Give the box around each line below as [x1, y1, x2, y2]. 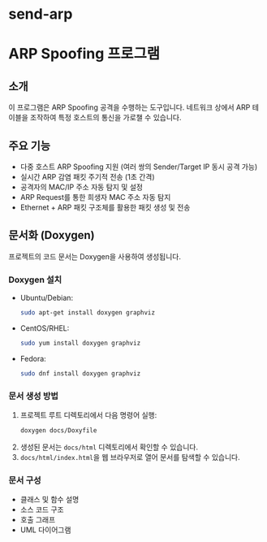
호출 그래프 [19, 515, 56, 525]
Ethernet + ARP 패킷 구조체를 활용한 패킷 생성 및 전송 [19, 202, 191, 212]
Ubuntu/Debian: [19, 293, 74, 303]
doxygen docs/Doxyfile [19, 427, 97, 435]
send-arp [8, 5, 73, 24]
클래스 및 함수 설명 [19, 495, 80, 505]
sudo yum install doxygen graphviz [19, 339, 141, 347]
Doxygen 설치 [8, 274, 62, 285]
